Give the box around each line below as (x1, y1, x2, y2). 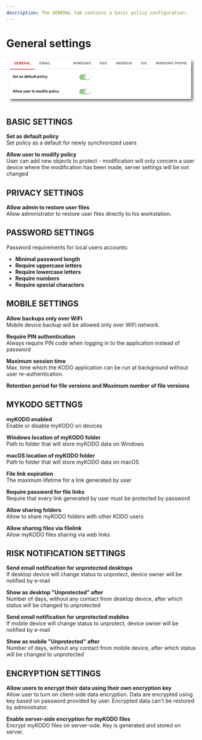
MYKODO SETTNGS (6, 400, 83, 410)
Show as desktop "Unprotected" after (6, 589, 104, 596)
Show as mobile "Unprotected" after (6, 638, 100, 645)
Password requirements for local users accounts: (6, 244, 129, 251)
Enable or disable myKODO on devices (6, 422, 103, 429)
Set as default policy (6, 133, 59, 140)
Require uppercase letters (15, 262, 82, 269)
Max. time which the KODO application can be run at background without (6, 363, 189, 371)
